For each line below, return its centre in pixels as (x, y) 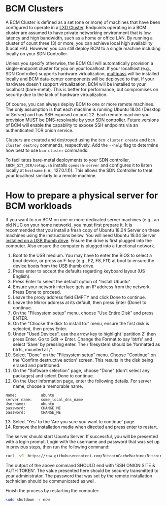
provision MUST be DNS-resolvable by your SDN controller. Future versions (82, 120)
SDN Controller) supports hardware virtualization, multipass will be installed (82, 73)
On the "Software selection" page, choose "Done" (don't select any (81, 371)
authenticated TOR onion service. (39, 130)
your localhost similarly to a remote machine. (51, 175)
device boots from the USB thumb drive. (54, 266)
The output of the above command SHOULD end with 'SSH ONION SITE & (81, 465)
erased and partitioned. (36, 365)
